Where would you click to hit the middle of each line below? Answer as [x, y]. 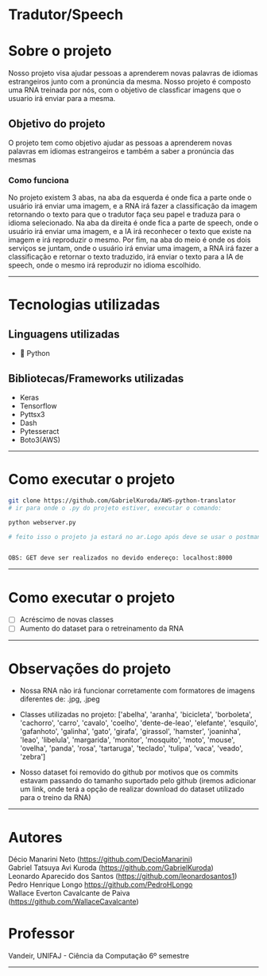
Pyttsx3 [32, 415]
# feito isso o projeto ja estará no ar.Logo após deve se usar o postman [135, 537]
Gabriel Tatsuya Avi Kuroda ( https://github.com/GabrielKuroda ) [111, 868]
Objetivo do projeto [57, 124]
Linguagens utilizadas [64, 334]
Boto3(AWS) [40, 440]
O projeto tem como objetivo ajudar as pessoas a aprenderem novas [120, 142]
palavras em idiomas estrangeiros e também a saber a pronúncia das [121, 151]
